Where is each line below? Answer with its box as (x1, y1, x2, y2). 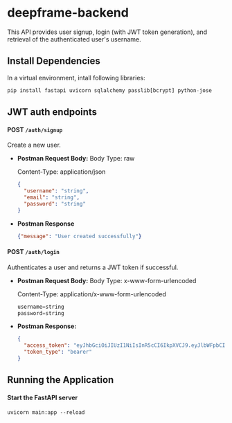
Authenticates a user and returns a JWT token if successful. (7, 263, 179, 271)
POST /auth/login (7, 248, 60, 256)
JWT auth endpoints (7, 106, 98, 118)
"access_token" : (24, 342, 71, 349)
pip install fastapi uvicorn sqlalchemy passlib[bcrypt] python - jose (7, 87, 213, 94)
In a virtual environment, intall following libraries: (7, 73, 145, 82)
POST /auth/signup (7, 125, 63, 134)
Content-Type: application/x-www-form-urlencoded (17, 289, 166, 298)
